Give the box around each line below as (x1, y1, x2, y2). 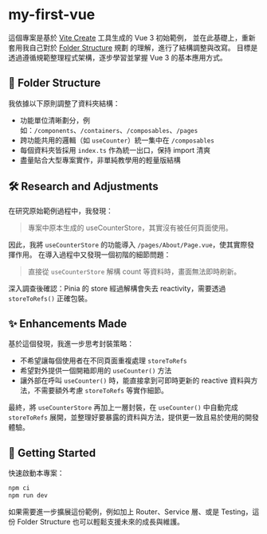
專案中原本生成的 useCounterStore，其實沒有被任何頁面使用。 (27, 223, 233, 232)
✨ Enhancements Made (8, 317, 128, 330)
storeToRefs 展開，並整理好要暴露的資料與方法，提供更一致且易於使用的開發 (8, 412, 259, 423)
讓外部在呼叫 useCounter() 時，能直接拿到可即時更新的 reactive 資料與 (19, 376, 251, 385)
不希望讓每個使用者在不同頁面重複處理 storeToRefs (19, 356, 187, 365)
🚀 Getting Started (8, 446, 96, 459)
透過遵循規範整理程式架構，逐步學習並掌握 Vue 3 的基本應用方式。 (8, 53, 227, 62)
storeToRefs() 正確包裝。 (8, 293, 92, 303)
